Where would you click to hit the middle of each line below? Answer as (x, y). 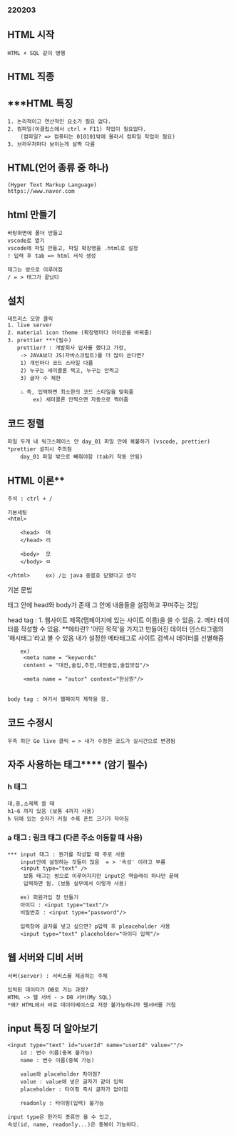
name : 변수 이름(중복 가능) (57, 1061)
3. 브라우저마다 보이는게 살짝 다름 (51, 144)
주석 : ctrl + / (30, 499)
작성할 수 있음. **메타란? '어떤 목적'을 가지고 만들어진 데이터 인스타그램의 (122, 629)
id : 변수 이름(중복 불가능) (57, 1053)
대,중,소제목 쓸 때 (31, 804)
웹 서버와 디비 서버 (45, 957)
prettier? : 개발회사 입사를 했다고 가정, (72, 348)
